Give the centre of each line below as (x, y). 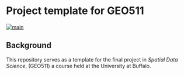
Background (29, 45)
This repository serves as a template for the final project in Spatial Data (92, 59)
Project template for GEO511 (75, 11)
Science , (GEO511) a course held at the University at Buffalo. (79, 66)
